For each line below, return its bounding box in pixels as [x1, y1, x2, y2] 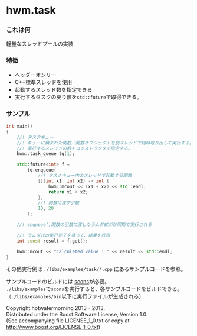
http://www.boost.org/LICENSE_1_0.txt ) [6, 324, 101, 331]
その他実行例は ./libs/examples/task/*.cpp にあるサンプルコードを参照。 [6, 266, 186, 273]
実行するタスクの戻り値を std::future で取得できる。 [14, 93, 143, 101]
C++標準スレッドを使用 [14, 78, 73, 86]
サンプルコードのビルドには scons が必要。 [6, 278, 110, 285]
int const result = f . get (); [17, 238, 88, 244]
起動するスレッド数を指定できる [14, 86, 93, 93]
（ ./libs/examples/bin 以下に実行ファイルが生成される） [6, 293, 145, 300]
